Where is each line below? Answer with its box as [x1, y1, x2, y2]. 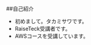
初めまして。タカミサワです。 [14, 18, 87, 25]
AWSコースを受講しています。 [14, 33, 89, 40]
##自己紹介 [6, 5, 34, 12]
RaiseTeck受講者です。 [14, 25, 71, 32]
